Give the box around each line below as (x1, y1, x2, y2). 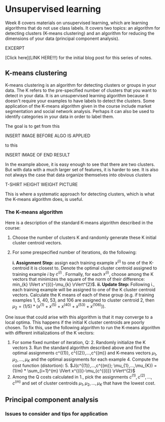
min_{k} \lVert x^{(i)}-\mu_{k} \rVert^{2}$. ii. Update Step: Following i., (12, 281, 155, 287)
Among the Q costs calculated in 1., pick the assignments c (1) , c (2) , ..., (12, 373, 153, 380)
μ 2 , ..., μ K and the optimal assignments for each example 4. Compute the (12, 356, 159, 363)
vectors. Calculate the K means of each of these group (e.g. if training (12, 292, 154, 298)
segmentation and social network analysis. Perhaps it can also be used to (5, 108, 154, 114)
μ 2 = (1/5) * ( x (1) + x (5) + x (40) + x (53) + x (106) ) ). (12, 303, 106, 310)
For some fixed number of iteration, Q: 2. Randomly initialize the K (12, 339, 146, 345)
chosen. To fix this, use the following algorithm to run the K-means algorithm (5, 324, 161, 330)
